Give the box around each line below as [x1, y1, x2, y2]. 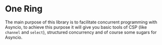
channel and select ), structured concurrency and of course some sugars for [5, 29, 157, 35]
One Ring [5, 3, 43, 14]
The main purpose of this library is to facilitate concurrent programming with [5, 19, 157, 25]
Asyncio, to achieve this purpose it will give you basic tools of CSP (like [5, 24, 147, 30]
